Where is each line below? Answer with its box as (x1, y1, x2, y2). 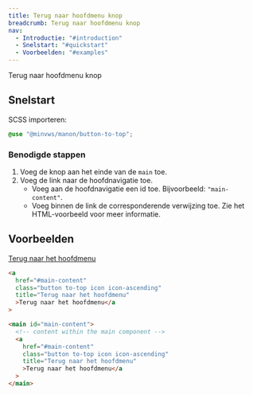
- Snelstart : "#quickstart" (15, 41, 109, 49)
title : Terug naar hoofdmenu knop (8, 11, 123, 20)
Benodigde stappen (8, 149, 86, 160)
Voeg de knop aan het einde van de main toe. (19, 166, 167, 176)
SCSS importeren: (8, 115, 68, 124)
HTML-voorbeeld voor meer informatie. (31, 209, 161, 219)
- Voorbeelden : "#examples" (15, 49, 109, 57)
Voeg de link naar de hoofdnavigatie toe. (19, 175, 154, 185)
